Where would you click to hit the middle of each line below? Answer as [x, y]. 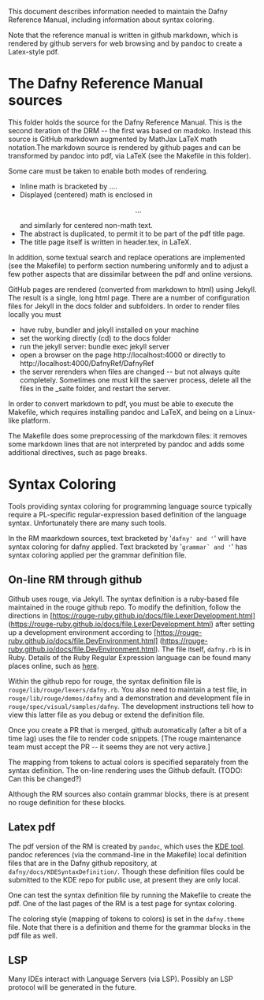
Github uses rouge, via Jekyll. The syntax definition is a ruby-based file [124, 599]
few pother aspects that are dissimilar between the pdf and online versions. [131, 274]
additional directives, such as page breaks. [78, 452]
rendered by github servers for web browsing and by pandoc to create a [125, 43]
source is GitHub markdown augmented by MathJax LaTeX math [113, 139]
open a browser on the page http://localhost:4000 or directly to [123, 355]
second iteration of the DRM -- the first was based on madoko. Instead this [130, 130]
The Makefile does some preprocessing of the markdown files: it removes [128, 435]
